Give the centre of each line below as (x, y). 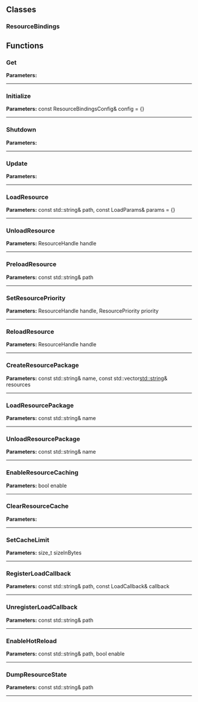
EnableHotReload (32, 641)
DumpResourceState (37, 674)
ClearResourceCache (37, 506)
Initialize (19, 96)
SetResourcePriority (36, 298)
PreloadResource (32, 264)
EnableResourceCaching (42, 473)
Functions (25, 46)
